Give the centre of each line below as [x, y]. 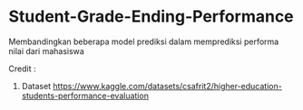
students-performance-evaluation [85, 96]
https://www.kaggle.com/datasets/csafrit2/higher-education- [167, 86]
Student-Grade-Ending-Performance [151, 17]
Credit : [22, 69]
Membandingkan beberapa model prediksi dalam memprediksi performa [144, 41]
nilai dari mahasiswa [47, 50]
